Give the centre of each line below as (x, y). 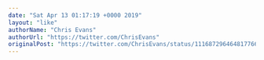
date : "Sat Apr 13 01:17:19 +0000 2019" (75, 15)
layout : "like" (33, 23)
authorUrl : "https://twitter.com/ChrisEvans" (84, 37)
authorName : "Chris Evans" (52, 30)
